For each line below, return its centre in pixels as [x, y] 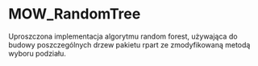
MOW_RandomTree [75, 14]
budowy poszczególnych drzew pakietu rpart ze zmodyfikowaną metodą [129, 44]
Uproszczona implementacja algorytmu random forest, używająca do [123, 36]
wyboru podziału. [37, 53]
